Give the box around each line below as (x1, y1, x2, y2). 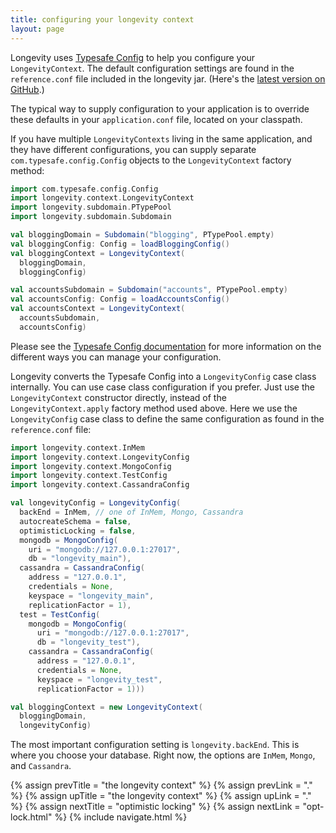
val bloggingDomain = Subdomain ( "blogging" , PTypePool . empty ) (10, 230, 275, 240)
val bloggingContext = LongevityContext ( (10, 248, 186, 258)
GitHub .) (10, 83, 45, 95)
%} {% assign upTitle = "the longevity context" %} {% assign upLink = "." (10, 790, 312, 802)
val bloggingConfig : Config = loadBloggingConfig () (10, 239, 230, 249)
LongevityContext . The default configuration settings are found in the (10, 62, 295, 74)
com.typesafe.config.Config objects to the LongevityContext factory (10, 154, 292, 166)
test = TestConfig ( (19, 609, 101, 620)
